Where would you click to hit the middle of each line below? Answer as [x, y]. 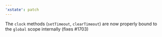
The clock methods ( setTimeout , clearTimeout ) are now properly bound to [81, 24]
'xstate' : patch [22, 10]
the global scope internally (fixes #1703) [47, 29]
